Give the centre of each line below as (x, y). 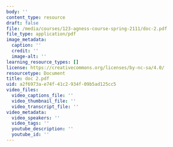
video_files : (22, 90)
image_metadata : (26, 40)
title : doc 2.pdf (28, 79)
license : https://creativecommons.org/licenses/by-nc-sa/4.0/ (85, 67)
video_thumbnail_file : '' (44, 101)
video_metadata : (26, 112)
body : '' (17, 12)
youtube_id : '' (31, 135)
